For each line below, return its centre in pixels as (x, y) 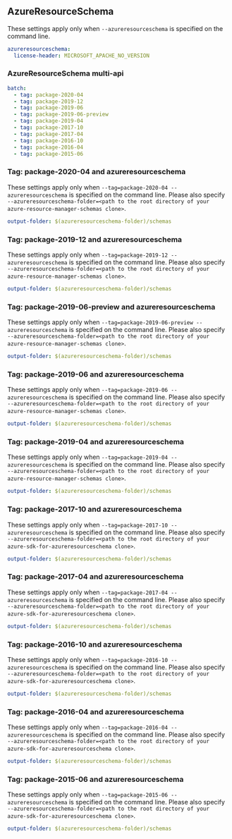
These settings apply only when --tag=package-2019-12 (87, 255)
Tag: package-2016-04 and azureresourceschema (96, 711)
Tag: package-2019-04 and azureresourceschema (96, 442)
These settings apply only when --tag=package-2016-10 (87, 659)
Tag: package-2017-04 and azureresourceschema (96, 577)
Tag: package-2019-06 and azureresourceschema (96, 374)
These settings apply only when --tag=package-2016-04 (87, 727)
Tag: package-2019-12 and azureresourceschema (94, 239)
